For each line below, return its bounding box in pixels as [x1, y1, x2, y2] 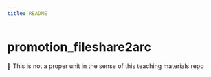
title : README [7, 10, 48, 17]
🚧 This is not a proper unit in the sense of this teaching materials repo [7, 62, 204, 70]
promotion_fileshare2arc [7, 39, 152, 55]
